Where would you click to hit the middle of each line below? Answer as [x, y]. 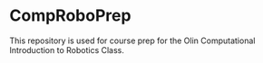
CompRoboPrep [70, 16]
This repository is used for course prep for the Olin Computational [132, 40]
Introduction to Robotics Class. [67, 49]
